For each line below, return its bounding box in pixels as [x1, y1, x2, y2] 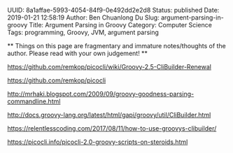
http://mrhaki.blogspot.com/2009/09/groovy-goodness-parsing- [7, 90, 195, 98]
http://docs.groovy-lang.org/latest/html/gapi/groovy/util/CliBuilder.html [7, 111, 211, 119]
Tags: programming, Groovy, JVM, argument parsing [7, 28, 160, 36]
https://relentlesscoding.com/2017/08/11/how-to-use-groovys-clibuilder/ [7, 124, 217, 132]
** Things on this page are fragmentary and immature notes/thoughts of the [7, 42, 226, 50]
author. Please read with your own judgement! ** [7, 49, 148, 57]
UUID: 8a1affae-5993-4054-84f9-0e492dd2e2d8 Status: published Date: [7, 6, 220, 14]
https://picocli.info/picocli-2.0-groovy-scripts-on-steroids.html [7, 138, 188, 146]
